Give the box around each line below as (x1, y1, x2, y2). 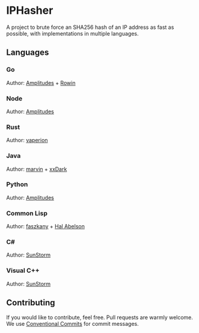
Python (6, 180, 28, 188)
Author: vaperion (6, 137, 48, 144)
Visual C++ (6, 266, 40, 275)
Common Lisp (6, 209, 48, 217)
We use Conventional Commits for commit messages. (6, 320, 139, 327)
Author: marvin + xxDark (6, 165, 67, 172)
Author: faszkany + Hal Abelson (6, 223, 85, 230)
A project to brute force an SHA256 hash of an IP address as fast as (6, 23, 174, 31)
